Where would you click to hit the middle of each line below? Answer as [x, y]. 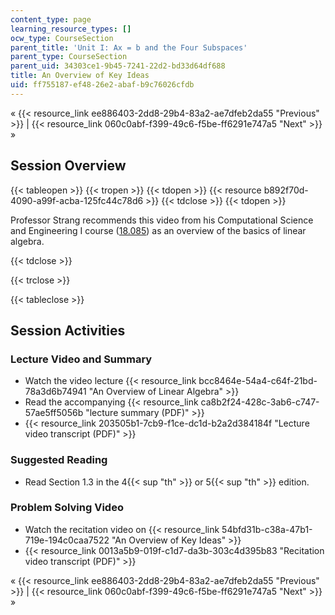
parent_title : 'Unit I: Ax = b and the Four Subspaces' [129, 47]
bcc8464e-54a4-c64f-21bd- [258, 381]
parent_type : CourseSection [69, 57]
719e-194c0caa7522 [67, 540]
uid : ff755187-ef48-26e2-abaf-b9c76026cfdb [102, 85]
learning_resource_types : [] [71, 29]
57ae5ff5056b [54, 413]
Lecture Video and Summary [81, 359]
